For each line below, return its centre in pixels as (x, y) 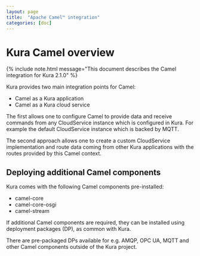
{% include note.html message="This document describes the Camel (91, 69)
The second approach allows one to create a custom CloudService (88, 141)
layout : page (22, 12)
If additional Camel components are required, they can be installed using (96, 223)
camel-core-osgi (36, 205)
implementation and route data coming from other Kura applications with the (100, 147)
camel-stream (32, 211)
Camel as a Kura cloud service (52, 105)
